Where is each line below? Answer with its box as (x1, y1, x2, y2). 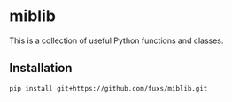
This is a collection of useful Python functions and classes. (9, 35, 224, 46)
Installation (9, 61, 73, 76)
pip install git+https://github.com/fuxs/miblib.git (9, 84, 208, 93)
